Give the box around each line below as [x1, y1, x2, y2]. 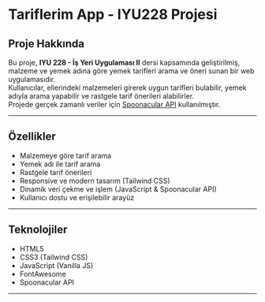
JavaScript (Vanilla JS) [19, 260, 94, 270]
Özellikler [8, 130, 57, 144]
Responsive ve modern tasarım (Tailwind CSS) [19, 176, 171, 185]
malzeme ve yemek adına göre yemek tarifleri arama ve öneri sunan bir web [8, 66, 255, 76]
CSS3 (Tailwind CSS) [19, 252, 88, 262]
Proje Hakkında [8, 37, 85, 50]
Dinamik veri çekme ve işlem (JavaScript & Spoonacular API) [19, 184, 217, 194]
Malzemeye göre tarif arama [19, 151, 112, 160]
